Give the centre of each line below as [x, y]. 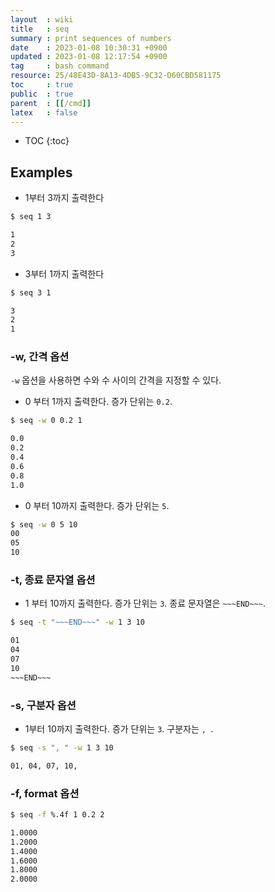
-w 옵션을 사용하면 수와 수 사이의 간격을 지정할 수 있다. [116, 380]
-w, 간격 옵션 [40, 357]
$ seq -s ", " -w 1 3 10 [62, 747]
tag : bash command [60, 66]
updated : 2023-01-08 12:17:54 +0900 [89, 57]
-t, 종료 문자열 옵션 [53, 580]
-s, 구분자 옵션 [43, 705]
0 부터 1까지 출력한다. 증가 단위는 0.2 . [98, 402]
